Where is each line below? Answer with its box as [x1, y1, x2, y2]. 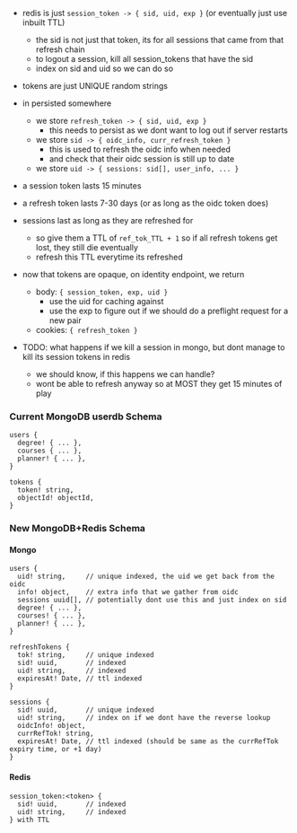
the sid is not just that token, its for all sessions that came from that [35, 35, 284, 45]
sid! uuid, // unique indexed [17, 706, 154, 715]
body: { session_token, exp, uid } [35, 286, 169, 297]
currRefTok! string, [17, 729, 94, 739]
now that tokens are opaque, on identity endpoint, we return [22, 269, 245, 279]
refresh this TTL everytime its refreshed [35, 251, 183, 262]
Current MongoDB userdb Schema [9, 410, 163, 423]
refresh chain [35, 44, 85, 55]
